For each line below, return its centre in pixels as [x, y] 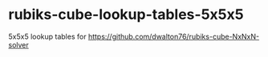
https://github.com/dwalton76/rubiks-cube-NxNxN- [173, 36]
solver [19, 44]
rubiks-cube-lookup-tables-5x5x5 [126, 15]
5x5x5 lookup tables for [47, 36]
